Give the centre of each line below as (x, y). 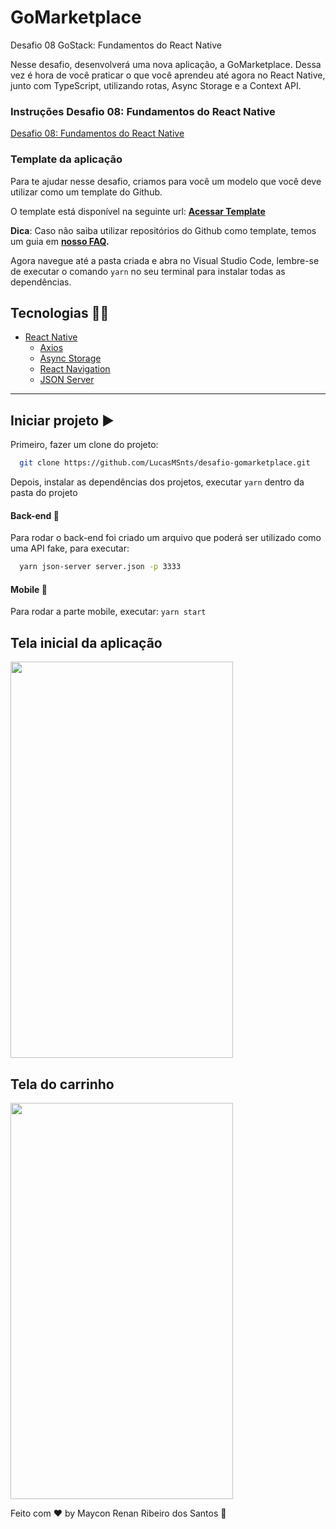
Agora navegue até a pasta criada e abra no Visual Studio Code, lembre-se (165, 260)
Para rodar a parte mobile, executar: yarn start (108, 612)
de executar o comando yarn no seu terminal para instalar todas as (148, 271)
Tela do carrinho (62, 1084)
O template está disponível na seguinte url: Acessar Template (138, 211)
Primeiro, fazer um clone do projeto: (84, 445)
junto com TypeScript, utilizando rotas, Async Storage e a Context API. (156, 85)
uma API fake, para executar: (70, 548)
